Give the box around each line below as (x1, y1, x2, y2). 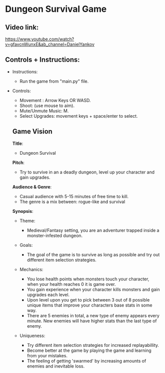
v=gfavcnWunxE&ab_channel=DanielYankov (5, 41, 95, 47)
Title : (12, 140, 24, 146)
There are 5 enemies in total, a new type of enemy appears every (27, 312, 160, 318)
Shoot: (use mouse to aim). (19, 102, 75, 108)
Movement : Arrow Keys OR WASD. (19, 97, 91, 103)
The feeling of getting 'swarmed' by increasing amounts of (27, 358, 146, 364)
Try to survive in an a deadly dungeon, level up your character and (19, 169, 155, 175)
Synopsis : (12, 208, 33, 214)
